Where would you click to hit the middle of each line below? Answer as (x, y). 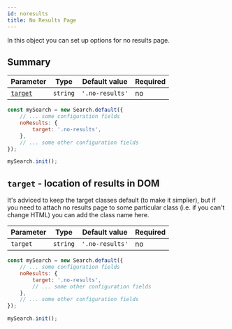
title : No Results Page (42, 20)
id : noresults (28, 14)
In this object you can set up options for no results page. (88, 40)
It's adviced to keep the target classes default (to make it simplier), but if (111, 200)
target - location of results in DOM (84, 183)
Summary (29, 62)
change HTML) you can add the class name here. (78, 215)
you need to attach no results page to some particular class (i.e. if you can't (116, 207)
